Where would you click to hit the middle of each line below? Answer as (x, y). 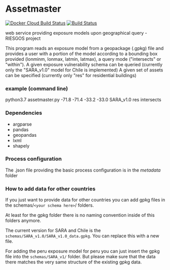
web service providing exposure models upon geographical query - (76, 33)
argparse (22, 124)
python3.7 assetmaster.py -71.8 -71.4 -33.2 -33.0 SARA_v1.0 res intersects (83, 100)
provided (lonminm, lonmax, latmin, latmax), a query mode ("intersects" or (83, 59)
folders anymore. (23, 220)
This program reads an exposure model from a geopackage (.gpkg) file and (84, 48)
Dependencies (24, 113)
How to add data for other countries (51, 188)
